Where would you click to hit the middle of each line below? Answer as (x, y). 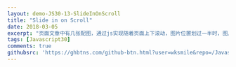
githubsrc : (23, 53)
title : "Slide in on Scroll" (50, 20)
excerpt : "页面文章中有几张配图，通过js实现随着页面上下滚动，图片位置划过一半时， (115, 33)
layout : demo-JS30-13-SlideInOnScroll (64, 14)
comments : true (29, 46)
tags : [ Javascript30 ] (39, 40)
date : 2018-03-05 (33, 27)
